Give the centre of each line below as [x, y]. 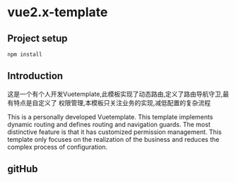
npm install [25, 54]
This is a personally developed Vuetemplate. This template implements [110, 116]
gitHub [23, 169]
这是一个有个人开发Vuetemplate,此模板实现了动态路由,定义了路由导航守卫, [115, 94]
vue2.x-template [58, 12]
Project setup [38, 38]
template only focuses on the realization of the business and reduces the [113, 139]
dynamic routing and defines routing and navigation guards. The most [109, 124]
